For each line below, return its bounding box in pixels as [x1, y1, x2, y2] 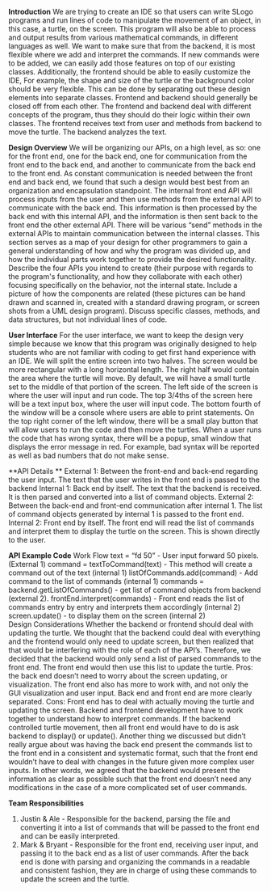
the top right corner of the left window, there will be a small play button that [8, 416, 259, 425]
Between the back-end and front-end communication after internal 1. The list [8, 501, 263, 510]
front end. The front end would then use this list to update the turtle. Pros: [8, 662, 253, 672]
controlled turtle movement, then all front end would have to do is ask [8, 723, 240, 732]
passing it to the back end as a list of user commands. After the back [19, 848, 249, 858]
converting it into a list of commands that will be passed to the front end [19, 822, 260, 832]
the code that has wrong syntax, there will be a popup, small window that [8, 433, 252, 443]
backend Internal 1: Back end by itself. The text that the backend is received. [8, 484, 262, 493]
